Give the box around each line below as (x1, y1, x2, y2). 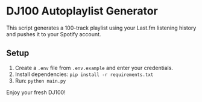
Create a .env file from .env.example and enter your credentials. (14, 64, 174, 71)
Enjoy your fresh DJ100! (6, 89, 66, 96)
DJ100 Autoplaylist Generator (6, 4, 158, 18)
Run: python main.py (14, 77, 66, 84)
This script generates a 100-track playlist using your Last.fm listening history (6, 24, 197, 31)
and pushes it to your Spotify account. (6, 30, 101, 37)
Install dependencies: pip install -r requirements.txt (14, 71, 154, 78)
